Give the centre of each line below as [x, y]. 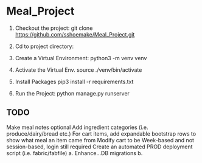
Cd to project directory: [44, 46]
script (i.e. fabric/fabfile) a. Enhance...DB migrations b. [75, 153]
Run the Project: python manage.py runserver [72, 93]
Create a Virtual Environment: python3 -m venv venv [81, 58]
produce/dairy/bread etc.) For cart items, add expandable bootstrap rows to [101, 134]
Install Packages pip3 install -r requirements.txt [74, 81]
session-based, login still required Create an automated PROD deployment [99, 147]
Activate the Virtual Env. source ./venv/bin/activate [78, 70]
